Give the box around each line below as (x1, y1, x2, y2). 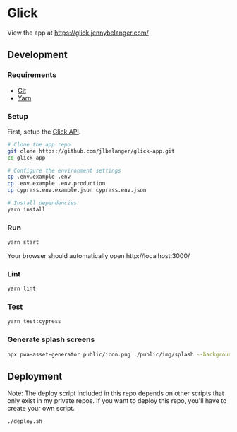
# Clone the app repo (7, 141, 71, 148)
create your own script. (7, 404, 75, 413)
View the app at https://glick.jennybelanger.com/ (7, 28, 150, 37)
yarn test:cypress (7, 318, 61, 325)
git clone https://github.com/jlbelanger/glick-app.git (7, 147, 175, 155)
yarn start (7, 239, 39, 246)
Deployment (7, 370, 63, 383)
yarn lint (7, 285, 37, 293)
